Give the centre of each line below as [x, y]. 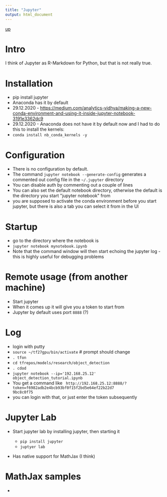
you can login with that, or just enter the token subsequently [75, 397]
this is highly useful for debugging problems [58, 257]
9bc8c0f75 [23, 392]
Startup [21, 227]
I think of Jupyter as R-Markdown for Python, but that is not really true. [78, 63]
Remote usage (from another [67, 277]
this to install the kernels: [38, 129]
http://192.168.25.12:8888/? [96, 384]
